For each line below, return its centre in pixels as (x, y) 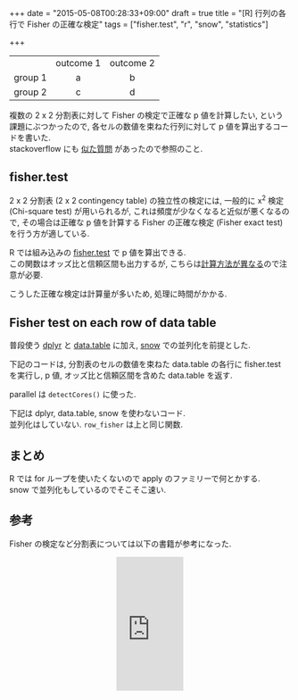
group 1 (30, 77)
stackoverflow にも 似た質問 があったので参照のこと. (106, 149)
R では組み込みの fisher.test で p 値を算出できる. (98, 253)
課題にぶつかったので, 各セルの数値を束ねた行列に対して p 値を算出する (141, 126)
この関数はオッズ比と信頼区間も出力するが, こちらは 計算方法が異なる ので (144, 264)
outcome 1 (78, 63)
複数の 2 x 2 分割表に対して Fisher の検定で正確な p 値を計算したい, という (146, 115)
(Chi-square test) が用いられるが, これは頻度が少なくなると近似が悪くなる (146, 212)
